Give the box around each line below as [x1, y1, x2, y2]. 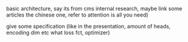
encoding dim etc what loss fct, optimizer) [6, 29, 110, 36]
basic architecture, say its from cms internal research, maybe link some [6, 5, 183, 12]
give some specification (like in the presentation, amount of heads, [6, 23, 171, 30]
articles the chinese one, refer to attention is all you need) [6, 11, 148, 18]
